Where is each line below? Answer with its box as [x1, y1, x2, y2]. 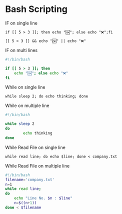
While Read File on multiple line [5, 162, 70, 168]
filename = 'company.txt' [5, 177, 55, 182]
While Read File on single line [5, 144, 66, 150]
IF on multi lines [5, 47, 38, 53]
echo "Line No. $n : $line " [14, 196, 72, 201]
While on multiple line [5, 102, 49, 108]
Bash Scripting [5, 3, 68, 15]
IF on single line [5, 20, 37, 26]
